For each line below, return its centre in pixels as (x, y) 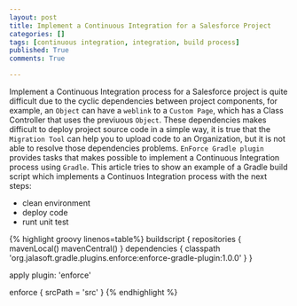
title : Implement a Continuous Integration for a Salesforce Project (141, 26)
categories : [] (37, 34)
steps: (20, 186)
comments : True (37, 59)
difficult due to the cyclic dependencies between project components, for (143, 101)
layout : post (33, 17)
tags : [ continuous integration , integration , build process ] (125, 42)
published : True (39, 51)
